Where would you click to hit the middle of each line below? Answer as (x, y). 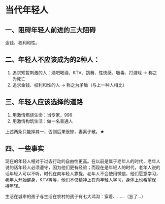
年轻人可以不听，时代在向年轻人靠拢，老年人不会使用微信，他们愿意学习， (85, 174)
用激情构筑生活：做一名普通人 (42, 121)
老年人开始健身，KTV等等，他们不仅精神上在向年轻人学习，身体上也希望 (79, 180)
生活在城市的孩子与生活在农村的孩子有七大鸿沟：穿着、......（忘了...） (76, 197)
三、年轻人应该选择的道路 (44, 102)
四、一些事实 (25, 149)
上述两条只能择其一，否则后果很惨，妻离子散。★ (55, 131)
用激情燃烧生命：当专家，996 (42, 115)
